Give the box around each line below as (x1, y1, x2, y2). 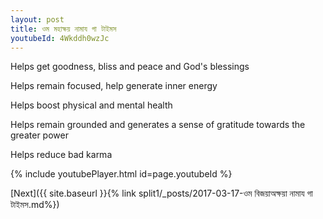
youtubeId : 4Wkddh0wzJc (10, 33, 110, 43)
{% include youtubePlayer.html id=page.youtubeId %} (10, 168, 233, 180)
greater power (10, 129, 69, 141)
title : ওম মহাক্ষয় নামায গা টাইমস (10, 24, 117, 34)
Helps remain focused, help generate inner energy (10, 80, 218, 92)
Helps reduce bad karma (10, 149, 113, 161)
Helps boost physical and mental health (10, 99, 173, 111)
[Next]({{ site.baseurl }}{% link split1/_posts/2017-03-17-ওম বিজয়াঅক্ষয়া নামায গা (10, 187, 313, 200)
